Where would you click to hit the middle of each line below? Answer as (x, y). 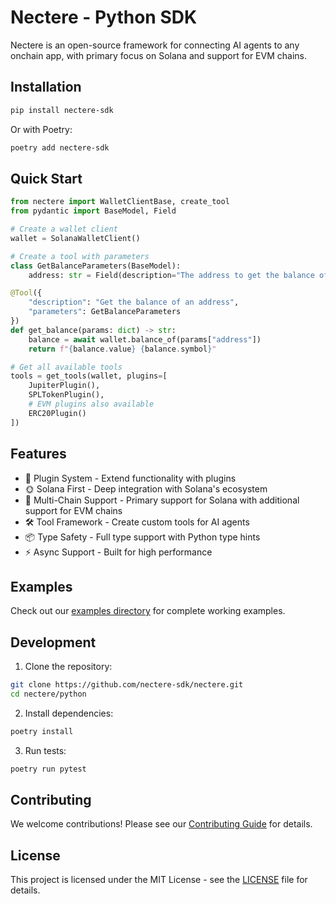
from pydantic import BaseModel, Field (93, 211)
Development (53, 642)
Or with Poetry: (41, 129)
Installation (46, 87)
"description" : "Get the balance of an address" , (134, 302)
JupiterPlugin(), (64, 386)
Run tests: (45, 750)
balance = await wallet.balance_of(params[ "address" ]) (145, 339)
